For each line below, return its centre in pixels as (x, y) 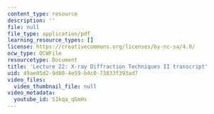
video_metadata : (31, 93)
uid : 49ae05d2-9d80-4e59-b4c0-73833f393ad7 (73, 73)
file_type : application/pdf (49, 34)
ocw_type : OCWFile (34, 54)
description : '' (31, 21)
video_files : (27, 80)
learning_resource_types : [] (50, 40)
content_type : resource (43, 14)
